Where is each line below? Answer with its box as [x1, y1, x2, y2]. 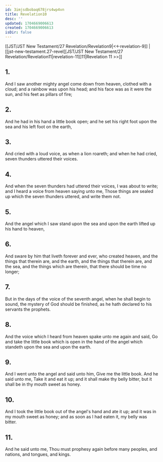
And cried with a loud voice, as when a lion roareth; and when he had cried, [5, 151, 158, 157]
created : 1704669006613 [5, 25, 54, 30]
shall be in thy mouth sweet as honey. [5, 381, 81, 387]
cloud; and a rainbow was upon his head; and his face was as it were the [5, 86, 152, 92]
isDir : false [5, 30, 32, 35]
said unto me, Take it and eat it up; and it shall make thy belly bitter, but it [5, 376, 152, 382]
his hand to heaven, [5, 226, 45, 232]
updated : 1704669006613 [5, 21, 54, 26]
